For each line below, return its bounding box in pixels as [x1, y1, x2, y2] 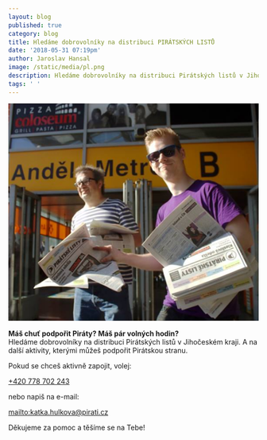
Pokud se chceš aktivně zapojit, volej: [8, 361, 132, 371]
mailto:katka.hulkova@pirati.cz [8, 407, 109, 417]
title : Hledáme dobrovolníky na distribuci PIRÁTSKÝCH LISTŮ [8, 38, 215, 46]
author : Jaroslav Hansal [8, 55, 91, 63]
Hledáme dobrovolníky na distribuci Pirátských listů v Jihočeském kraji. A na [8, 337, 258, 347]
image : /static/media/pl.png [8, 64, 105, 72]
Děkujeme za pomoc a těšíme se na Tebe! [8, 422, 145, 433]
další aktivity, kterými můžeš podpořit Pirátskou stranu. [8, 346, 188, 356]
